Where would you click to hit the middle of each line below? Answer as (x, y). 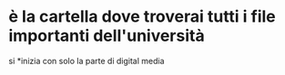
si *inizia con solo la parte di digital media (87, 61)
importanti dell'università (107, 36)
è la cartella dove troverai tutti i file (142, 17)
